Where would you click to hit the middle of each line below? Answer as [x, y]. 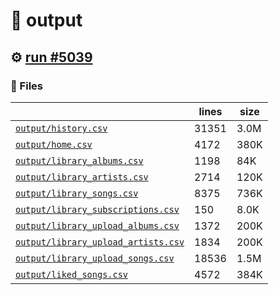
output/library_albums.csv [79, 160]
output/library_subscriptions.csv [97, 209]
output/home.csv [54, 144]
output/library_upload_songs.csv [95, 258]
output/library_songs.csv [77, 193]
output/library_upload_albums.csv [97, 225]
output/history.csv [61, 128]
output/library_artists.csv [82, 177]
